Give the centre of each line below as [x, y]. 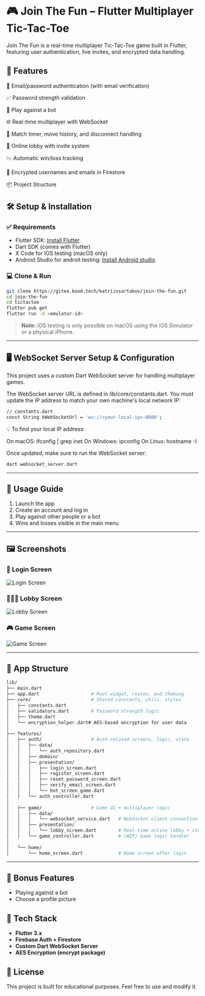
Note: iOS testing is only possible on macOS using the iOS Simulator [107, 326]
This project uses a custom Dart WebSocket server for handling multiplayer [101, 375]
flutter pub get [27, 308]
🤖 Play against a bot [31, 109]
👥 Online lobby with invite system [48, 146]
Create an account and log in [52, 510]
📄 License [25, 972]
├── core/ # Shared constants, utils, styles [94, 700]
